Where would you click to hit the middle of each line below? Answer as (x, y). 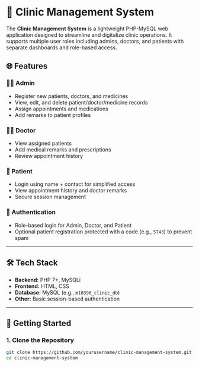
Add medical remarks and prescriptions (63, 149)
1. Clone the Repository (40, 340)
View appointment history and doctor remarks (71, 191)
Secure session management (50, 197)
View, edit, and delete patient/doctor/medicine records (81, 102)
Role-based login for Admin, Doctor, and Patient (73, 225)
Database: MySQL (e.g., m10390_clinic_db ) (67, 293)
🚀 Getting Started (39, 323)
